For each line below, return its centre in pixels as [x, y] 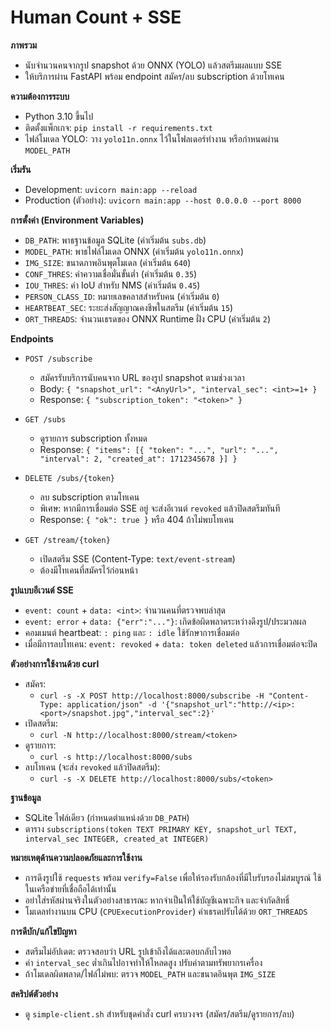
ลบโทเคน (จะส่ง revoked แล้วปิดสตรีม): [92, 767]
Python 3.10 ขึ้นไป [59, 116]
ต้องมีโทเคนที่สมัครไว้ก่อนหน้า [88, 570]
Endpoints [32, 338]
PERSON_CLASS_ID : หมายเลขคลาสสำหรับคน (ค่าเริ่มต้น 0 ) [122, 296]
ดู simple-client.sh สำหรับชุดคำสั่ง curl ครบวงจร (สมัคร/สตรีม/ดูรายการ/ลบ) [159, 1013]
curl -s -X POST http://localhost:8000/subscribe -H [152, 696]
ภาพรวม [24, 45]
